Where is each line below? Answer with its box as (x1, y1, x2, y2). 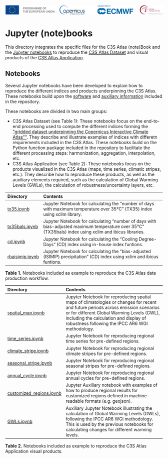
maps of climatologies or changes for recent (65, 299, 156, 305)
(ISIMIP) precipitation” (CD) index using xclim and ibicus (43, 254, 158, 260)
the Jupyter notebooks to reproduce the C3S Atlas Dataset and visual (5, 49, 148, 55)
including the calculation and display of (65, 315, 146, 321)
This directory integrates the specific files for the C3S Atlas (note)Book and (5, 44, 160, 50)
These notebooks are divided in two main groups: (5, 108, 107, 114)
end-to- (143, 118, 160, 124)
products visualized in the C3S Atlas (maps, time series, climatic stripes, (12, 166, 161, 172)
